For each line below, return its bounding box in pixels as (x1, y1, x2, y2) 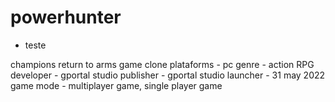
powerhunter (10, 6, 122, 29)
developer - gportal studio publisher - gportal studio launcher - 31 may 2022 (10, 69, 326, 81)
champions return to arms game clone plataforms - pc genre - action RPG (10, 58, 315, 70)
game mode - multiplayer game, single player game (10, 79, 223, 91)
